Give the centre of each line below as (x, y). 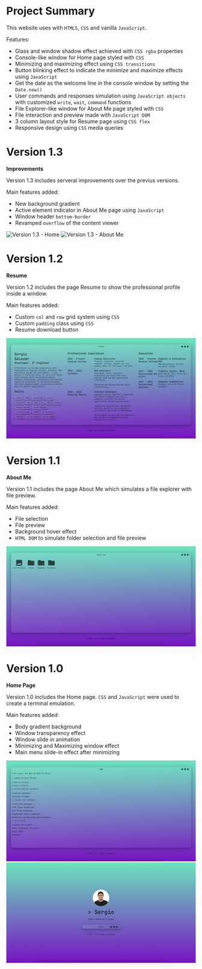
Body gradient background (48, 727)
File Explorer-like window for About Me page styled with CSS (89, 108)
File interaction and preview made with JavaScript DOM (82, 115)
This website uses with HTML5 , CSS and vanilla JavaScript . (77, 28)
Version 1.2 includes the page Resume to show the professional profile (93, 287)
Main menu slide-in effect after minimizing (67, 752)
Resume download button (47, 330)
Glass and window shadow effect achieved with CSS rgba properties (99, 51)
